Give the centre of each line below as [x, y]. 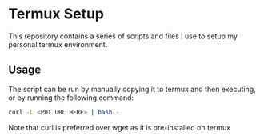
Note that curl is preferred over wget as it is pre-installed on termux [119, 127]
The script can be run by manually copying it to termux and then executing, [132, 89]
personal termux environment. [58, 44]
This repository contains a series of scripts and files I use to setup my [123, 36]
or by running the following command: [71, 98]
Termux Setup [56, 14]
